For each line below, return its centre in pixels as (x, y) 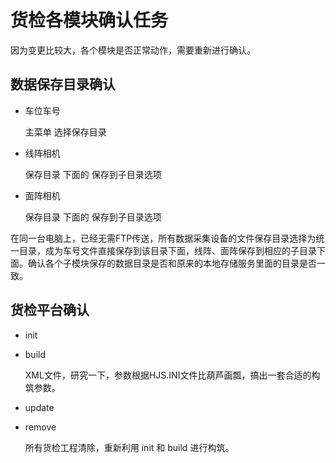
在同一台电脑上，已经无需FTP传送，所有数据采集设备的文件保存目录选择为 (163, 238)
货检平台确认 (50, 310)
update (39, 407)
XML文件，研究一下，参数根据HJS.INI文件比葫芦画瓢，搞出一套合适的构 (172, 375)
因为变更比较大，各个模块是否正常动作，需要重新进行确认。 (133, 50)
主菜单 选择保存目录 (65, 132)
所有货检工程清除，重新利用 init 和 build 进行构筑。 (129, 447)
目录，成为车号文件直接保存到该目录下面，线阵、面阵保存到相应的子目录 (167, 250)
